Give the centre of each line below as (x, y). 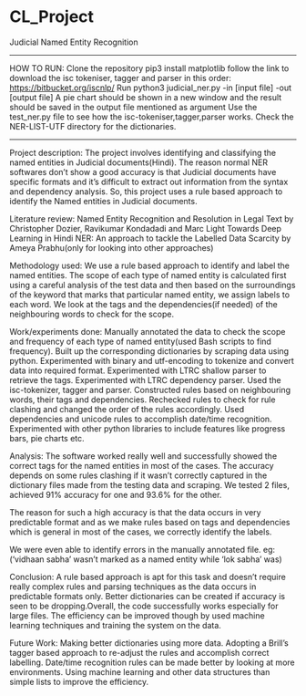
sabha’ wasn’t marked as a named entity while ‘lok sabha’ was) (164, 559)
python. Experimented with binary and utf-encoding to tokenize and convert (152, 360)
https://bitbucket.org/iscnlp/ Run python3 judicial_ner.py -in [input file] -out (151, 88)
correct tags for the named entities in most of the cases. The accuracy (142, 465)
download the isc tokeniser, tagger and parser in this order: (121, 78)
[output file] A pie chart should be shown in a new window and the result (146, 97)
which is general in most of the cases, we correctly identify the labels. (141, 532)
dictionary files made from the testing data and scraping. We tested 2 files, (149, 484)
